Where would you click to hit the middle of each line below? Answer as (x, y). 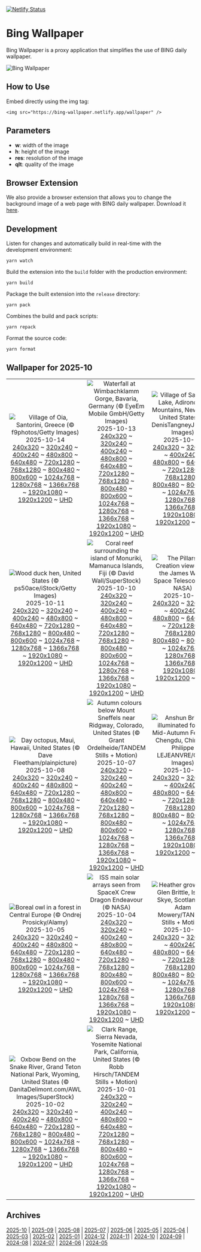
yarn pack (19, 305)
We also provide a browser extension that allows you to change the (89, 197)
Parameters (28, 131)
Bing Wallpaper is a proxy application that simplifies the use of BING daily (97, 50)
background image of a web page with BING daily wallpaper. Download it (96, 204)
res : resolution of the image (49, 158)
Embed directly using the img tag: (48, 101)
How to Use (28, 87)
